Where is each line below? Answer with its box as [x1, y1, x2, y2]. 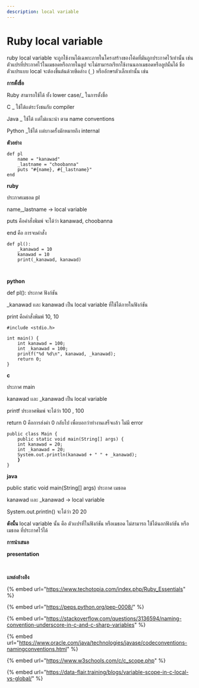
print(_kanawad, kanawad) [17, 257, 82, 263]
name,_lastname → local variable [7, 206, 88, 213]
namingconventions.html [7, 645, 67, 652]
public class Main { [7, 431, 58, 437]
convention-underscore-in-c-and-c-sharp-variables [7, 621, 135, 628]
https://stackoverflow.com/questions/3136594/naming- [46, 615, 182, 622]
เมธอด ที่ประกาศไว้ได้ [7, 527, 48, 534]
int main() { [7, 335, 39, 341]
